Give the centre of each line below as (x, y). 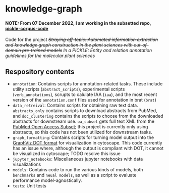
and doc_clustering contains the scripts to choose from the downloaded (88, 116)
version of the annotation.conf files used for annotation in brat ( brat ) (84, 100)
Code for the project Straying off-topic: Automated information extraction (82, 40)
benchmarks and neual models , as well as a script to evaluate (74, 175)
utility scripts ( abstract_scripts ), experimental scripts (69, 89)
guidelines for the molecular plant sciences (50, 56)
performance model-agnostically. (47, 180)
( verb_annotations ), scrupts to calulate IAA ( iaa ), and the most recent (85, 94)
